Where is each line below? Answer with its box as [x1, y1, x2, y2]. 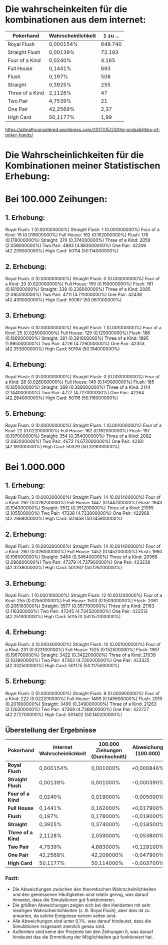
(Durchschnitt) [90, 753, 127, 760]
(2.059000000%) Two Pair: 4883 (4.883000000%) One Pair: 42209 [5, 242, 146, 248]
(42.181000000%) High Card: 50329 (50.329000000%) [5, 444, 120, 450]
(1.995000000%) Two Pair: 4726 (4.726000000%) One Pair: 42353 [5, 340, 145, 346]
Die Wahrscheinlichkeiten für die [5, 149, 144, 161]
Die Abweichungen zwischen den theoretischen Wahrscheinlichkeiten [12, 886, 156, 892]
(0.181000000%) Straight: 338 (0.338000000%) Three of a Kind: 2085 [5, 286, 151, 292]
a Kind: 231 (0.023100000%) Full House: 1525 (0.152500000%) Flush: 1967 [5, 646, 160, 653]
